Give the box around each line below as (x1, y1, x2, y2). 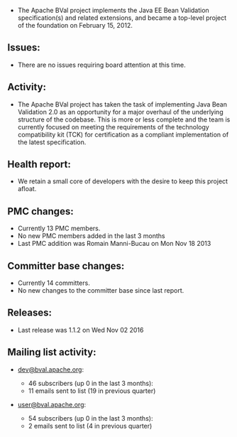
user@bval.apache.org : (17, 400, 87, 409)
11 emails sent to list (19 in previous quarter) (28, 387, 156, 395)
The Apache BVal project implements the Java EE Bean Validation (17, 6, 209, 14)
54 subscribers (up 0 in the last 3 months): (28, 414, 153, 422)
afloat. (17, 185, 37, 193)
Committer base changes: (7, 259, 125, 272)
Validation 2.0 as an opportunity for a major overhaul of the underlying (17, 107, 224, 116)
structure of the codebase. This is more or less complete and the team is (17, 115, 231, 124)
